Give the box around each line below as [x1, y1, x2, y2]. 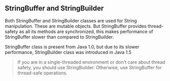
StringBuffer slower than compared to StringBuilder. [5, 34, 114, 40]
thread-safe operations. [17, 70, 68, 76]
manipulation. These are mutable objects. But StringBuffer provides [5, 23, 147, 29]
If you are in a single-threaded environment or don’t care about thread [17, 59, 165, 65]
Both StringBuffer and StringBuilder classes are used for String [5, 17, 137, 23]
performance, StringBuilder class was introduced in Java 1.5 [5, 49, 132, 55]
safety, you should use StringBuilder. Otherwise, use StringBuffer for [17, 64, 162, 70]
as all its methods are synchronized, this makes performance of [19, 28, 153, 35]
